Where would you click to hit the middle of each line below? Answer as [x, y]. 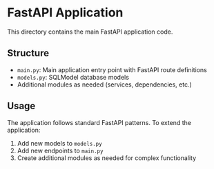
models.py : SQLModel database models [73, 77]
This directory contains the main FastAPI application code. [90, 32]
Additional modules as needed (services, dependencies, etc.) [104, 84]
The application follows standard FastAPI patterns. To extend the [99, 122]
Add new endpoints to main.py [60, 150]
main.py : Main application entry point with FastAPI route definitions [112, 69]
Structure [28, 53]
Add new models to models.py [59, 143]
